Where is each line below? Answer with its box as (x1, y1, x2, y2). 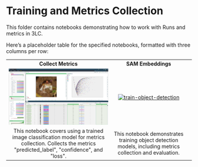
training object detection (118, 137, 179, 144)
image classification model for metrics (12, 133, 105, 140)
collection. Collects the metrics (21, 140, 96, 147)
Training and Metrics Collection (6, 4, 164, 18)
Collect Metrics (39, 60, 78, 67)
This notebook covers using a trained (14, 127, 104, 134)
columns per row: (6, 47, 49, 54)
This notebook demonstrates (114, 130, 184, 137)
